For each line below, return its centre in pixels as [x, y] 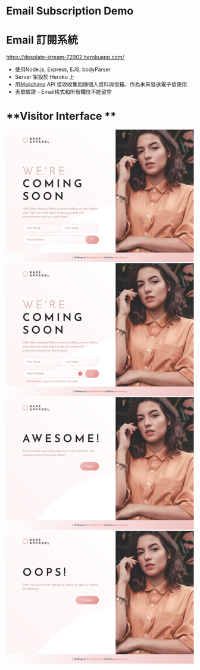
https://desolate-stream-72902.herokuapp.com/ [65, 57]
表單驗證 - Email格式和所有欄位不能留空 [63, 92]
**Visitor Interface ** [61, 116]
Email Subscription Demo [70, 11]
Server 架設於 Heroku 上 [45, 77]
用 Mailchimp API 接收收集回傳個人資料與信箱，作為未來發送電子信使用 [101, 84]
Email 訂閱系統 [42, 40]
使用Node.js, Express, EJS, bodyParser [63, 69]
